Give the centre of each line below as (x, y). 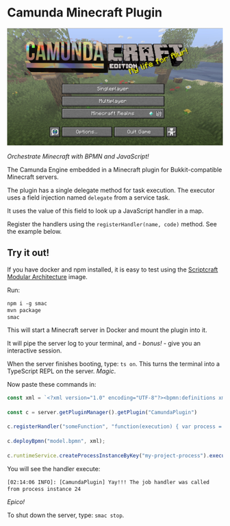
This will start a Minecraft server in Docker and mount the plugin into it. (107, 330)
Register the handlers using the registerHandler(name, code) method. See (112, 224)
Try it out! (28, 253)
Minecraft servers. (33, 177)
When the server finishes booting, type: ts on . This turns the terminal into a (114, 363)
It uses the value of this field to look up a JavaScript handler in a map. (105, 211)
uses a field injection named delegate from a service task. (89, 198)
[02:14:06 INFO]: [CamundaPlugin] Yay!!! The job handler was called (108, 482)
